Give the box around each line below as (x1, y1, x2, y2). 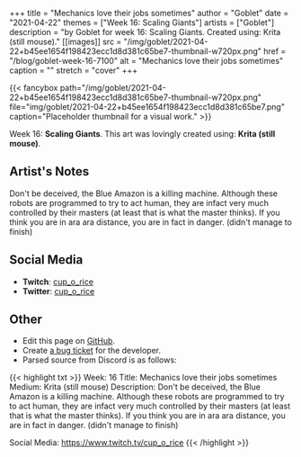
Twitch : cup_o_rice (22, 276, 94, 287)
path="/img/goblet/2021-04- (59, 83, 166, 93)
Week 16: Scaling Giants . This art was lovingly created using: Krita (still (9, 129, 276, 139)
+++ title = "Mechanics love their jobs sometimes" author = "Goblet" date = (9, 8, 289, 18)
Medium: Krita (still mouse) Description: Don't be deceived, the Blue (9, 381, 261, 392)
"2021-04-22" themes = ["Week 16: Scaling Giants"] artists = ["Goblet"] (9, 17, 275, 28)
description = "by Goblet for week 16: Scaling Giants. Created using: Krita (9, 27, 281, 37)
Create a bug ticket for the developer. (22, 345, 162, 356)
